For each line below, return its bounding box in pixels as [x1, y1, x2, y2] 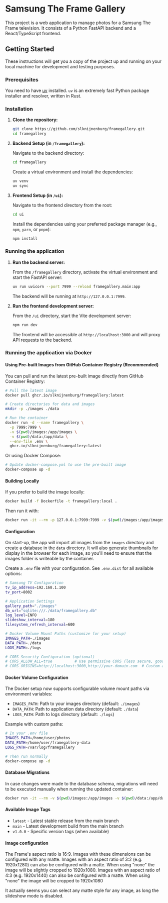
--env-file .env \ [9, 439, 48, 444]
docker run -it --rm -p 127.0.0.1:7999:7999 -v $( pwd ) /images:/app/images [5, 518, 164, 523]
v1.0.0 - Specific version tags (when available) [12, 828, 109, 834]
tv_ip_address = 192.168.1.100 [5, 585, 66, 590]
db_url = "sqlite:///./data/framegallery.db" [5, 608, 97, 613]
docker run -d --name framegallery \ [5, 420, 84, 425]
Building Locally [5, 478, 39, 484]
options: [5, 571, 22, 577]
